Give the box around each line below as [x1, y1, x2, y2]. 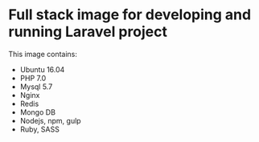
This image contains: [8, 49, 78, 59]
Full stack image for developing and [8, 6, 252, 24]
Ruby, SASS [19, 124, 60, 134]
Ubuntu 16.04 [19, 64, 65, 74]
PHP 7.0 [19, 73, 47, 83]
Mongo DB [19, 107, 56, 117]
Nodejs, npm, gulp [19, 116, 82, 125]
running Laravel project [8, 22, 167, 41]
